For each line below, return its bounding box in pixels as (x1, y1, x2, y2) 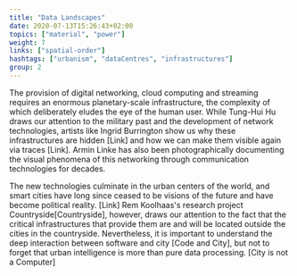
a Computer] (9, 256, 56, 267)
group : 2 (9, 63, 42, 72)
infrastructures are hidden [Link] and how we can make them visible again (9, 135, 282, 146)
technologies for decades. (9, 163, 106, 174)
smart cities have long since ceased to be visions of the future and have (9, 189, 274, 201)
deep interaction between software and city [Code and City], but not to (9, 238, 270, 248)
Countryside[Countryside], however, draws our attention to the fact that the (9, 209, 287, 220)
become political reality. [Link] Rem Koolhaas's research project (9, 199, 243, 210)
